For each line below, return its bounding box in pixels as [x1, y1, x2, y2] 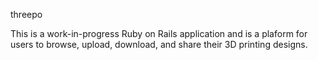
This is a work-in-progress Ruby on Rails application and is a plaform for [10, 28, 308, 39]
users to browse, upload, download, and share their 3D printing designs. [10, 39, 308, 50]
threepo [10, 9, 43, 20]
